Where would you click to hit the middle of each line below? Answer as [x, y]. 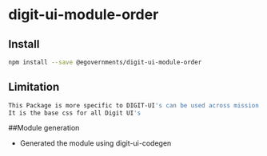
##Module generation [44, 128]
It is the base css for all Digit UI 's [75, 113]
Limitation [34, 87]
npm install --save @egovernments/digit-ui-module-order [105, 62]
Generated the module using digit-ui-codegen [96, 143]
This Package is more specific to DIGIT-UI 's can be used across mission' [135, 105]
